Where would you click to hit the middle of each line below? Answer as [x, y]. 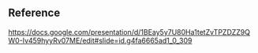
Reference [34, 13]
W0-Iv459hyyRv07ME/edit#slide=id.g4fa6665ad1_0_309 [100, 40]
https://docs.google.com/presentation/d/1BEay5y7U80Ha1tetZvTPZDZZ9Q [129, 32]
